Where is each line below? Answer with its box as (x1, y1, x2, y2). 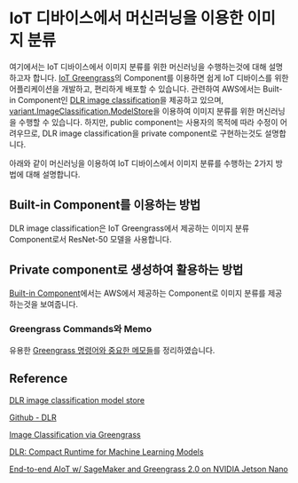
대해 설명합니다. (25, 169, 81, 179)
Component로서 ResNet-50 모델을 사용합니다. (9, 234, 172, 244)
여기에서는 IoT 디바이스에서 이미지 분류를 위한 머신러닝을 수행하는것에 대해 (9, 61, 267, 72)
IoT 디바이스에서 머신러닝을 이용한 (9, 8, 244, 28)
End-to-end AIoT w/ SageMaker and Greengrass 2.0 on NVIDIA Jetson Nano (9, 463, 288, 474)
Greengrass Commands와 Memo (9, 323, 153, 336)
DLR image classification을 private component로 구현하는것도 (42, 128, 263, 139)
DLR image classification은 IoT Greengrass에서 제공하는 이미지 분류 (9, 223, 250, 234)
